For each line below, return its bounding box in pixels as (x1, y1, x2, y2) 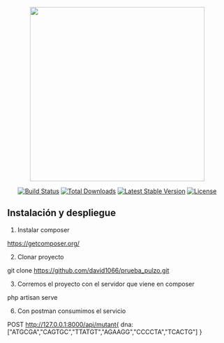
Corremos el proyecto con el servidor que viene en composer (17, 280, 195, 288)
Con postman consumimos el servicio (17, 307, 126, 315)
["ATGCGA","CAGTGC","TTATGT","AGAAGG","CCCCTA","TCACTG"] (7, 328, 198, 336)
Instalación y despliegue (7, 207, 117, 219)
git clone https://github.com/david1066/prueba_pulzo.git (7, 266, 170, 275)
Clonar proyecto (17, 252, 64, 261)
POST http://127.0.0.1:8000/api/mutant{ (7, 320, 119, 328)
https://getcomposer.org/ (7, 239, 80, 247)
